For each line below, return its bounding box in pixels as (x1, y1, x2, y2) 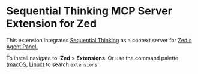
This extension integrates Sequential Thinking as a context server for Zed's (6, 36, 192, 44)
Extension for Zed (6, 17, 97, 30)
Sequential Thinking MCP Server (6, 4, 173, 18)
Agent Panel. (6, 43, 38, 50)
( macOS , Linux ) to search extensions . (6, 61, 99, 68)
